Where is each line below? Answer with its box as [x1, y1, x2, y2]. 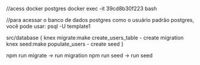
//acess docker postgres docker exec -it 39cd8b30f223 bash [6, 5, 157, 12]
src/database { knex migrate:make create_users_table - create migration [6, 34, 184, 41]
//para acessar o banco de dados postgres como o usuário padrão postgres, [6, 17, 195, 23]
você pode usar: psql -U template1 [6, 23, 91, 30]
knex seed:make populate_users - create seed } [6, 41, 124, 47]
